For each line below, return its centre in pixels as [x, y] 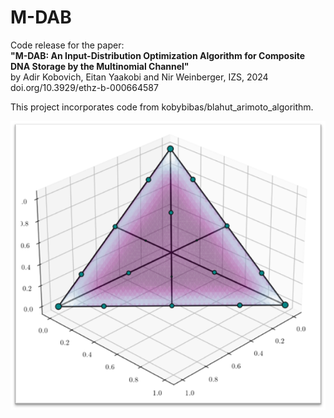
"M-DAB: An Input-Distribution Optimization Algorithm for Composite [158, 55]
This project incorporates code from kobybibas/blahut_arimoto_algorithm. [162, 107]
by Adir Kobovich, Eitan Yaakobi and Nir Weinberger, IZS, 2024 [139, 77]
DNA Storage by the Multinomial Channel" [100, 66]
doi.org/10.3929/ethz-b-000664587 [84, 87]
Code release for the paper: [67, 45]
